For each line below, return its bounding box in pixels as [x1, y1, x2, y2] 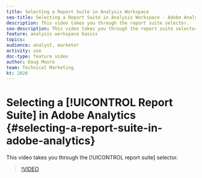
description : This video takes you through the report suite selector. [6, 20, 189, 26]
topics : [6, 37, 26, 43]
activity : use [6, 48, 42, 54]
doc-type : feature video [6, 53, 69, 59]
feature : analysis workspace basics [6, 31, 98, 37]
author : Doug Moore [6, 59, 55, 65]
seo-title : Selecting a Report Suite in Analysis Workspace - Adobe [6, 14, 182, 20]
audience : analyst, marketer [6, 43, 79, 49]
